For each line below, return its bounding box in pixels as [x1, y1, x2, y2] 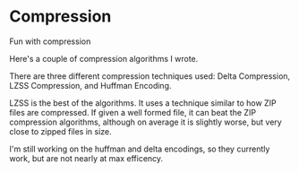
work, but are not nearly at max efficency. [9, 152, 164, 163]
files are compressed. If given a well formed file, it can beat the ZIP [9, 107, 257, 117]
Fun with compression [9, 36, 91, 47]
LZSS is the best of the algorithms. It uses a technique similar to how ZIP [9, 97, 277, 108]
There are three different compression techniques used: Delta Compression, [9, 70, 291, 82]
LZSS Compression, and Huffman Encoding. [9, 80, 172, 91]
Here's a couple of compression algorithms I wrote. [9, 53, 199, 64]
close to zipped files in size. [9, 125, 112, 136]
